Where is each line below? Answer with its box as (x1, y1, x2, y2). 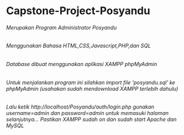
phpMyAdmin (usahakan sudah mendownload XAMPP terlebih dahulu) (6, 85, 179, 92)
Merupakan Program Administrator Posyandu (6, 24, 117, 31)
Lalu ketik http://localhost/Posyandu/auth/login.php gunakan (6, 103, 155, 110)
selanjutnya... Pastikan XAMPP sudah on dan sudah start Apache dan (6, 116, 177, 123)
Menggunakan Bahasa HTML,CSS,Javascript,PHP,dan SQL (6, 42, 152, 50)
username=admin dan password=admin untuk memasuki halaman (6, 110, 169, 117)
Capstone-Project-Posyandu (6, 4, 150, 18)
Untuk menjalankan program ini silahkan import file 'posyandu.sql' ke (6, 78, 176, 86)
